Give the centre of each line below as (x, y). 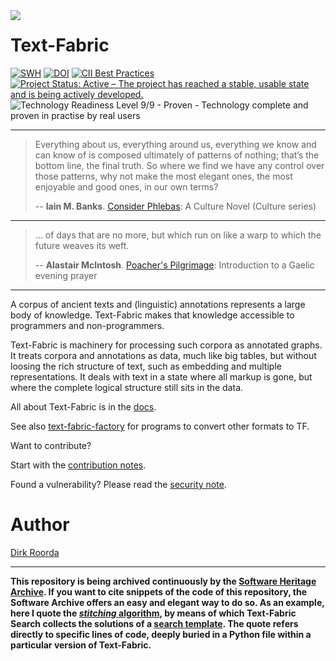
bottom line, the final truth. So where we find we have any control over (179, 165)
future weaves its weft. (82, 245)
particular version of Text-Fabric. (81, 645)
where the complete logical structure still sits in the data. (127, 387)
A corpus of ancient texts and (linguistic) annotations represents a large (158, 304)
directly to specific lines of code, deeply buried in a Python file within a (161, 634)
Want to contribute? (51, 445)
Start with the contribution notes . (78, 465)
